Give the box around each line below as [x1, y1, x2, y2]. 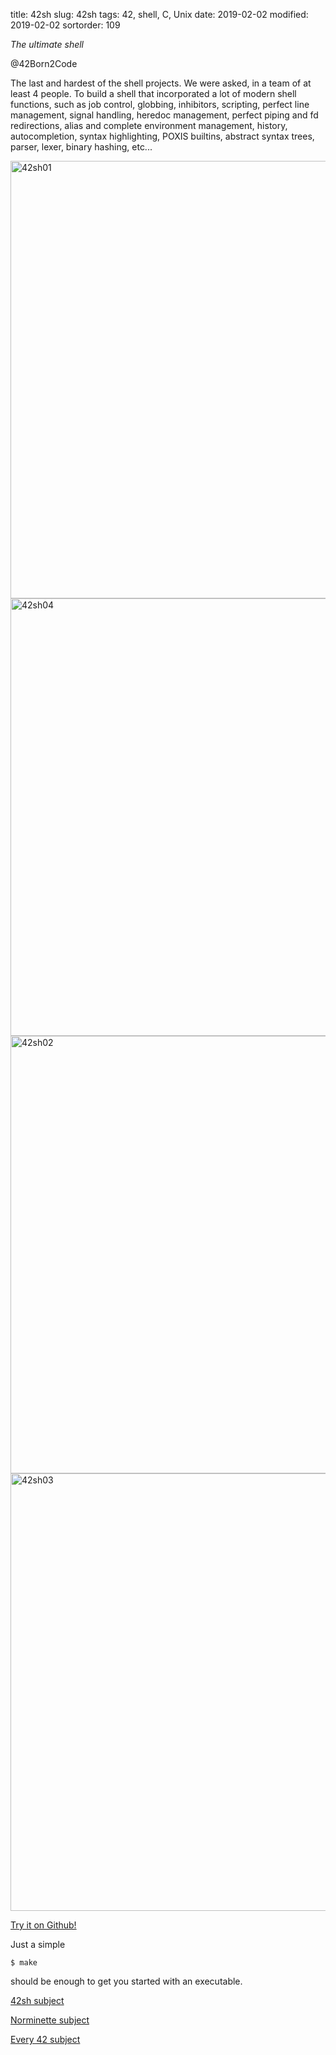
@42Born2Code [10, 58, 78, 69]
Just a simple [10, 1939, 66, 1950]
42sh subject [10, 1995, 65, 2006]
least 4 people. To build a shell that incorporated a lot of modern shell [10, 88, 297, 99]
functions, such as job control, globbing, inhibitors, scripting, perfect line [10, 99, 310, 110]
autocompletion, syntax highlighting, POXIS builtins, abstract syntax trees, [10, 130, 315, 142]
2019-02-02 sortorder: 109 [10, 19, 121, 31]
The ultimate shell [10, 39, 85, 50]
